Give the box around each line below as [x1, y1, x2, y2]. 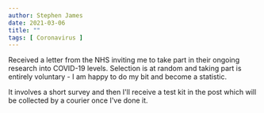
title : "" [8, 26, 41, 34]
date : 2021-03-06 [8, 19, 66, 27]
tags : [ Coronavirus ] [8, 33, 83, 42]
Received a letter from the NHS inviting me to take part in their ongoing [8, 55, 240, 65]
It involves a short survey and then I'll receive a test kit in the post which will [8, 88, 257, 97]
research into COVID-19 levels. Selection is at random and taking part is [8, 64, 242, 73]
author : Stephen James [8, 11, 83, 20]
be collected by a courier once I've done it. [8, 96, 148, 105]
